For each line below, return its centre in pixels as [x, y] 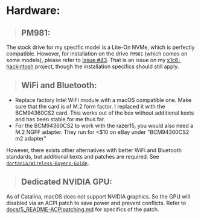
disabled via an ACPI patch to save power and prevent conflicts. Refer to [96, 203]
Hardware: [33, 11]
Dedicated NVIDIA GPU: [67, 182]
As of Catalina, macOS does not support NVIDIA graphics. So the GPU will [98, 196]
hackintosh [20, 66]
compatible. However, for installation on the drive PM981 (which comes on [97, 54]
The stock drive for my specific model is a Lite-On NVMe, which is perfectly [101, 47]
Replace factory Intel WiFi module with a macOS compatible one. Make [103, 100]
